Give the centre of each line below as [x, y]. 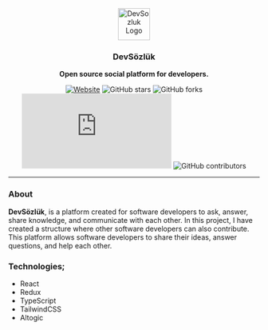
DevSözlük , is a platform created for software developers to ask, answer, [128, 212]
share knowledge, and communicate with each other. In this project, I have [130, 220]
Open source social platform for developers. [134, 74]
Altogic [32, 317]
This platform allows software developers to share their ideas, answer [123, 237]
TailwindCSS [41, 309]
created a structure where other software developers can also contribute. [129, 229]
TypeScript [38, 300]
